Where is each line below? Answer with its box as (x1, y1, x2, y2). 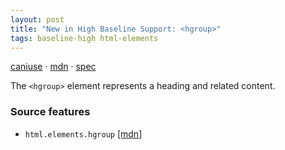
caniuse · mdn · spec (10, 61, 97, 73)
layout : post (10, 14, 65, 25)
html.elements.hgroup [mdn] (24, 127, 143, 140)
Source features (10, 105, 91, 119)
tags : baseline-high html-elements (10, 33, 159, 43)
